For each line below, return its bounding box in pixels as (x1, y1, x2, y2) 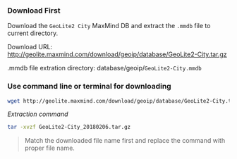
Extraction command (7, 110, 68, 118)
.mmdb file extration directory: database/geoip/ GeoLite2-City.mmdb (7, 64, 202, 72)
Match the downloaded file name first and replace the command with (24, 136, 226, 145)
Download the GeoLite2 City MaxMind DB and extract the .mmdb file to (7, 22, 211, 30)
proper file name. (24, 144, 75, 153)
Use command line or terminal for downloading (7, 82, 171, 91)
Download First (7, 6, 61, 15)
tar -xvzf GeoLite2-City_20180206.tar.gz (7, 124, 131, 131)
